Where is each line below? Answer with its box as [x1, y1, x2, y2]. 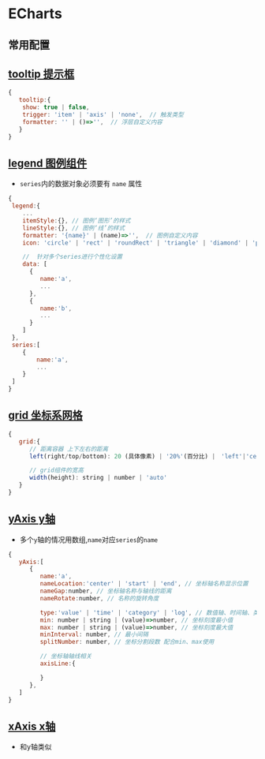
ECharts [8, 5, 63, 23]
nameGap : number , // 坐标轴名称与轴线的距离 [39, 587, 172, 596]
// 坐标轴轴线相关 [39, 652, 92, 660]
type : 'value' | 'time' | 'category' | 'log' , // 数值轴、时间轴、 [39, 608, 254, 616]
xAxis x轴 [8, 720, 56, 733]
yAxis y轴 [8, 512, 56, 525]
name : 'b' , [39, 305, 73, 312]
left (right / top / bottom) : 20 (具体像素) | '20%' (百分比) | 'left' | [28, 452, 246, 460]
